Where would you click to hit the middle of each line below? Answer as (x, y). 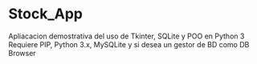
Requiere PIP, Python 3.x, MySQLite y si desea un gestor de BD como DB (129, 44)
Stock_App (45, 14)
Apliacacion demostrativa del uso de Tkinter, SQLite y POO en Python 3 (126, 36)
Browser (22, 53)
